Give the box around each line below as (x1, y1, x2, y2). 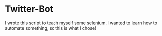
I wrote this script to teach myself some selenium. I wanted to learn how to (5, 20, 158, 26)
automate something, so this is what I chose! (5, 25, 97, 31)
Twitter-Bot (5, 3, 54, 15)
